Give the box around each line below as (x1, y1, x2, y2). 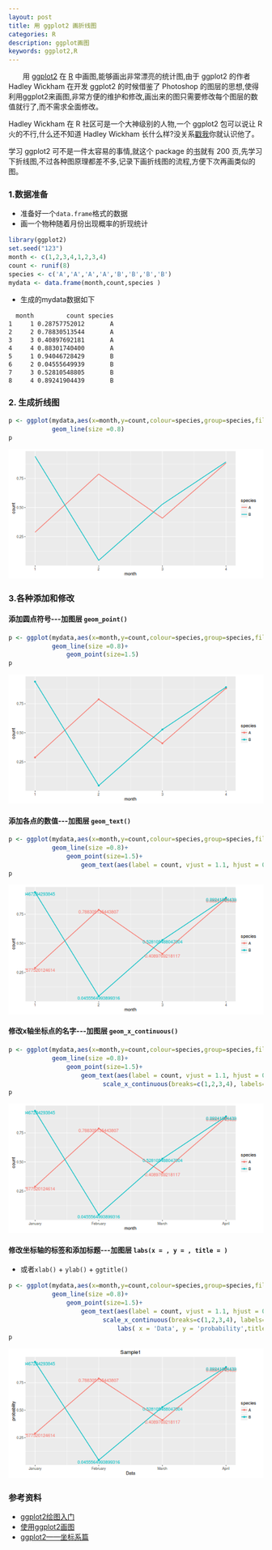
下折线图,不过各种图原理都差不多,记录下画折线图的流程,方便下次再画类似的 (8, 156, 257, 166)
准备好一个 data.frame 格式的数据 (19, 209, 128, 219)
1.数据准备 (8, 189, 49, 200)
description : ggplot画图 (8, 39, 90, 47)
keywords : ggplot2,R (8, 47, 79, 56)
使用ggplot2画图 (19, 1522, 75, 1531)
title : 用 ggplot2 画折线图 (8, 21, 97, 30)
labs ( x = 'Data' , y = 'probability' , (117, 1324, 249, 1332)
